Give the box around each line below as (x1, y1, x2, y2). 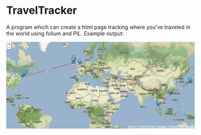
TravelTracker (6, 4, 77, 17)
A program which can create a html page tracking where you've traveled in (6, 23, 191, 31)
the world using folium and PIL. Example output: (6, 29, 124, 37)
